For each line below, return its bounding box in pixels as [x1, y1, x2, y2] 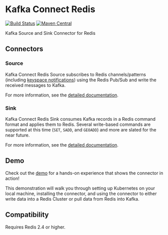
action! [5, 175, 20, 181]
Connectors [5, 44, 44, 54]
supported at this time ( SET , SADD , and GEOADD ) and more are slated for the [5, 126, 156, 132]
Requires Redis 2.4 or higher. [5, 224, 66, 230]
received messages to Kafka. [5, 82, 66, 88]
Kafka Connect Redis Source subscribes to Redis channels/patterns [5, 71, 146, 77]
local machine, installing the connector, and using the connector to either [5, 191, 157, 197]
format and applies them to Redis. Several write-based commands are [5, 121, 151, 127]
